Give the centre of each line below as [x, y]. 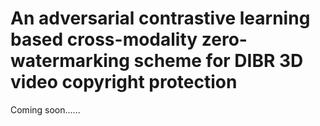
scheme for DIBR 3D [218, 61]
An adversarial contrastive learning [160, 18]
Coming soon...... [45, 109]
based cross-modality [104, 39]
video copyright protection [124, 82]
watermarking [70, 61]
